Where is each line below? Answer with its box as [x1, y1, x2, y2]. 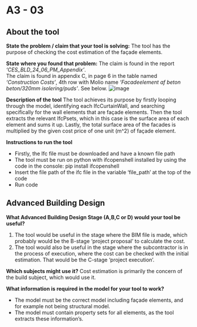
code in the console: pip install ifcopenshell [14, 162, 120, 169]
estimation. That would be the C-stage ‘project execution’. [14, 256, 155, 263]
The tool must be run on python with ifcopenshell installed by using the [14, 156, 186, 163]
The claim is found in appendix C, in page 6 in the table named [6, 73, 157, 79]
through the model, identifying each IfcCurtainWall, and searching [6, 103, 165, 109]
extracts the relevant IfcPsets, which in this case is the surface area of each [6, 115, 189, 122]
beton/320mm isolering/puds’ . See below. [6, 85, 107, 91]
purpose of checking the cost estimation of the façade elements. [6, 49, 163, 56]
